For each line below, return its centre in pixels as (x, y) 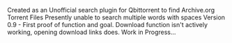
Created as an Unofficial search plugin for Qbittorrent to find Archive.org (111, 10)
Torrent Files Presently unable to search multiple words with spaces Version (116, 17)
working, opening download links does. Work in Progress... (92, 32)
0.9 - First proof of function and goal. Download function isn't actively (107, 25)
